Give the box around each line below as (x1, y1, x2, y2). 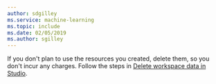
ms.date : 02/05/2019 (7, 29, 67, 36)
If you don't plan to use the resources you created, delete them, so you (7, 54, 210, 63)
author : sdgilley (7, 10, 57, 17)
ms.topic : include (7, 23, 60, 30)
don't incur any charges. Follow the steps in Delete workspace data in (7, 62, 206, 70)
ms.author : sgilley (7, 36, 64, 43)
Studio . (7, 70, 28, 78)
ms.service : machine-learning (7, 17, 95, 23)
